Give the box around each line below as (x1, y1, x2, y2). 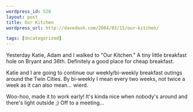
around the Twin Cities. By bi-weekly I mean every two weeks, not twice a (6, 76, 185, 83)
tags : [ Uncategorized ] (6, 36, 62, 42)
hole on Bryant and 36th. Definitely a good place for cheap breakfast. (6, 58, 175, 65)
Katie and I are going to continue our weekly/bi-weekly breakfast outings (6, 69, 182, 76)
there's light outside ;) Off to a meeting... (6, 99, 105, 106)
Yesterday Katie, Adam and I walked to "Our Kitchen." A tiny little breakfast (6, 52, 187, 59)
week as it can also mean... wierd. (6, 82, 88, 89)
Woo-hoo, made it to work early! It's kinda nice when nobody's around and (6, 93, 188, 100)
